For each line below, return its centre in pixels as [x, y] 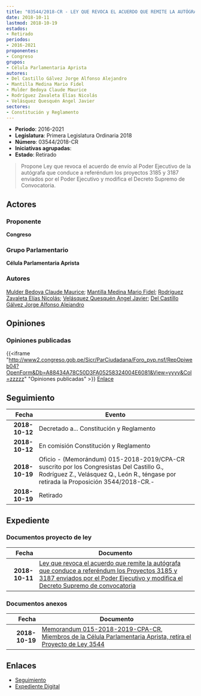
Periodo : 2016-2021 [39, 129]
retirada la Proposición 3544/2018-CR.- [97, 482]
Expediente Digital [37, 686]
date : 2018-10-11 [28, 17]
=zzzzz [15, 379]
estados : [17, 28]
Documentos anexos [37, 604]
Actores [22, 204]
